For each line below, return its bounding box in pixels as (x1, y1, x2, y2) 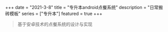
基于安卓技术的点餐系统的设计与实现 (17, 21, 93, 27)
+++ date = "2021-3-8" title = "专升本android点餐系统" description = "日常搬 (5, 4, 163, 10)
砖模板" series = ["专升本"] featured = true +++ (5, 10, 103, 16)
